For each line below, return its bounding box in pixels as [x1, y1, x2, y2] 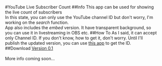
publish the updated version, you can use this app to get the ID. [5, 40, 132, 46]
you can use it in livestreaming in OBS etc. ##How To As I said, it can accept [5, 30, 157, 35]
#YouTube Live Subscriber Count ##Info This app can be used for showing [5, 4, 154, 10]
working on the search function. [5, 19, 69, 25]
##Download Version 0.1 [5, 46, 53, 51]
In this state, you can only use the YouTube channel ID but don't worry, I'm [5, 15, 153, 20]
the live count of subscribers [5, 9, 62, 15]
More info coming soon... [5, 56, 55, 61]
